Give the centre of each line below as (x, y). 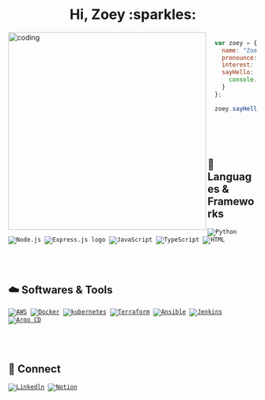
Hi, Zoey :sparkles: (133, 15)
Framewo (231, 201)
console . (243, 80)
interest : (238, 65)
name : (230, 50)
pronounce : (239, 58)
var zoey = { (236, 43)
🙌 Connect (34, 369)
